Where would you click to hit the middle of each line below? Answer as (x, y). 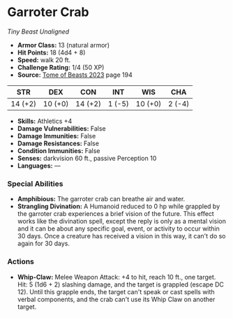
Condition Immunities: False (59, 150)
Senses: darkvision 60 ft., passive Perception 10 (87, 158)
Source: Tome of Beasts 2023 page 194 (75, 75)
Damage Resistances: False (58, 143)
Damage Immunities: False (57, 136)
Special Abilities (35, 184)
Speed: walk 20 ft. (44, 59)
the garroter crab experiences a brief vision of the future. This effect (115, 214)
